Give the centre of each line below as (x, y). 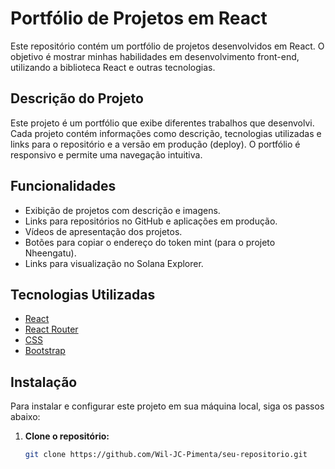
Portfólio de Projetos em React (139, 18)
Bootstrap (45, 351)
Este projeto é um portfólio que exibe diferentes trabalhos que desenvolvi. (162, 123)
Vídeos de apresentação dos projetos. (103, 231)
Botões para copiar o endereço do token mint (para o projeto (150, 242)
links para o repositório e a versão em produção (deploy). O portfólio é (155, 144)
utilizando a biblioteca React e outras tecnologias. (113, 67)
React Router (51, 329)
